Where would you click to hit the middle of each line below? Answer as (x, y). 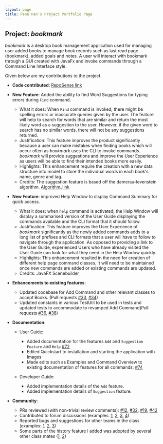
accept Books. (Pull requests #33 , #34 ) (59, 298)
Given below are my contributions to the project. (54, 76)
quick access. (26, 202)
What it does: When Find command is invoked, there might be (81, 109)
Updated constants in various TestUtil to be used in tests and (81, 303)
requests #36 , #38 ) (39, 313)
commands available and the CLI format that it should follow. (80, 222)
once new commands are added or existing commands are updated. (88, 268)
